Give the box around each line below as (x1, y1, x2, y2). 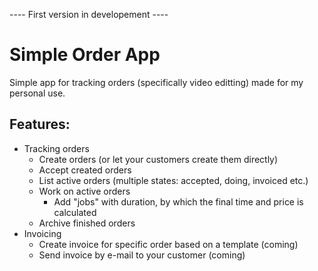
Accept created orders (38, 164, 132, 176)
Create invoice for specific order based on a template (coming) (38, 238, 299, 250)
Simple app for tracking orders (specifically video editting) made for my (9, 76, 304, 88)
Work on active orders (38, 185, 131, 197)
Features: (9, 116, 71, 133)
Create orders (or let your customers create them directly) (38, 153, 279, 165)
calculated (53, 206, 97, 218)
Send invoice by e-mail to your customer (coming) (38, 249, 246, 261)
